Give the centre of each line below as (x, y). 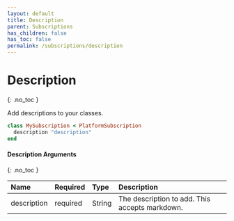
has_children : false (37, 33)
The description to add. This (164, 199)
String (102, 203)
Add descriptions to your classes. (55, 113)
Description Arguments (42, 154)
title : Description (36, 20)
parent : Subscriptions (40, 26)
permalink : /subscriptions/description (65, 46)
